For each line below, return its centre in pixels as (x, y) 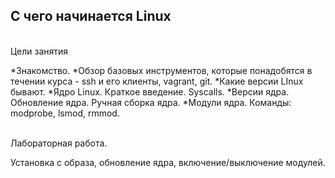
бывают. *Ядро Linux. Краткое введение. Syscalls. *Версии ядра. (150, 91)
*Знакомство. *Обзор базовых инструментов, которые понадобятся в (161, 70)
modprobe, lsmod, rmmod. (65, 113)
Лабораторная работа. (59, 143)
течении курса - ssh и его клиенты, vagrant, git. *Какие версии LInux (157, 81)
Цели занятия (39, 51)
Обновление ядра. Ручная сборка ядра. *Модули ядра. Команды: (151, 102)
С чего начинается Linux (91, 16)
